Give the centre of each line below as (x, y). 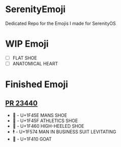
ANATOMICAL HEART (35, 63)
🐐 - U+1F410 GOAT (32, 139)
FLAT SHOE (25, 58)
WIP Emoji (27, 44)
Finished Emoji (37, 84)
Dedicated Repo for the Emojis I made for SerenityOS (61, 23)
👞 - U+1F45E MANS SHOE (40, 115)
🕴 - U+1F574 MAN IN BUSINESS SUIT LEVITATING (64, 132)
